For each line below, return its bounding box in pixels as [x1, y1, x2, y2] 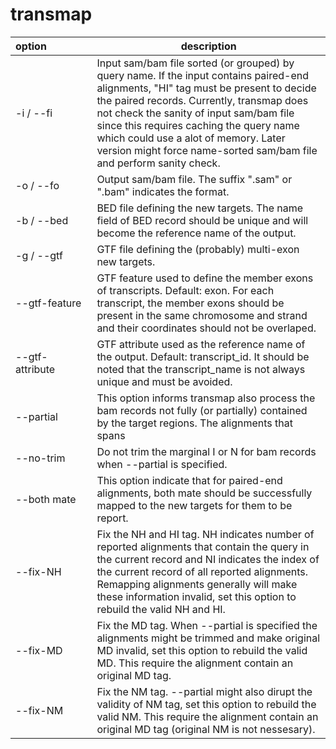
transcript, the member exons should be [96, 296, 285, 310]
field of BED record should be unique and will [96, 213, 309, 227]
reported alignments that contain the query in [96, 539, 310, 553]
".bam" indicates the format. [96, 184, 230, 198]
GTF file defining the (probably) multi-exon [96, 242, 300, 256]
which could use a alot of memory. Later [96, 131, 286, 145]
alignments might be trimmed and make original [96, 631, 321, 645]
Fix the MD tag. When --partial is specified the [96, 618, 318, 632]
